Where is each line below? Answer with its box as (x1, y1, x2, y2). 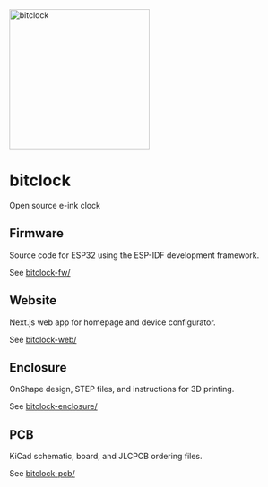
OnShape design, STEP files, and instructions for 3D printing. (9, 384, 235, 395)
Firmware (9, 226, 65, 241)
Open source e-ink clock (9, 200, 101, 210)
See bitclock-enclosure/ (9, 401, 99, 412)
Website (9, 293, 56, 308)
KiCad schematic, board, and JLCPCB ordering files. (9, 451, 203, 462)
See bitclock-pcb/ (9, 468, 76, 479)
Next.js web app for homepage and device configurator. (9, 317, 217, 328)
